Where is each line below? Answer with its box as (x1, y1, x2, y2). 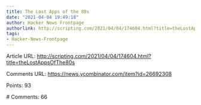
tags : (6, 31, 20, 37)
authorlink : (6, 25, 36, 31)
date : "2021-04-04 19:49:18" (6, 14, 79, 20)
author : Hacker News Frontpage (6, 20, 84, 26)
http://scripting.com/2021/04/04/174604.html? (36, 53, 151, 59)
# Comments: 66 (6, 93, 48, 100)
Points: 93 (6, 82, 32, 89)
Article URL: (6, 53, 36, 59)
